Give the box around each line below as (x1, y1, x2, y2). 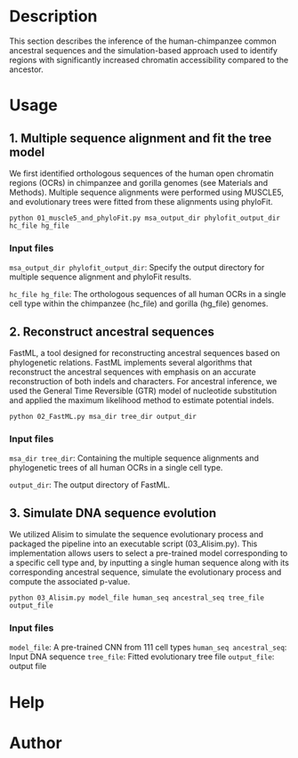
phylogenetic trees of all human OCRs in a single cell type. (9, 463, 223, 473)
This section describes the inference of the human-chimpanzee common (9, 36, 278, 46)
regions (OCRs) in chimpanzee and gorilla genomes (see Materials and (9, 177, 269, 188)
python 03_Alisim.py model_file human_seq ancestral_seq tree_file (9, 593, 265, 602)
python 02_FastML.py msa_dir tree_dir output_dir (9, 412, 197, 422)
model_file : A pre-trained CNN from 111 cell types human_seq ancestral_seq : (9, 642, 287, 653)
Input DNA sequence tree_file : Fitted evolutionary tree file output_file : (9, 651, 275, 662)
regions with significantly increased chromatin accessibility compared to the (9, 54, 289, 65)
